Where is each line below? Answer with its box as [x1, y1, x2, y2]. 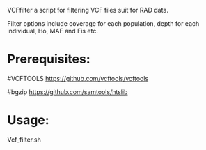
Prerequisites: [7, 52, 90, 67]
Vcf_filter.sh [7, 135, 42, 144]
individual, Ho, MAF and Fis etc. [7, 27, 99, 35]
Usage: [7, 112, 50, 128]
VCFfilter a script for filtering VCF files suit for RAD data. [7, 6, 169, 14]
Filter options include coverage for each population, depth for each [7, 20, 200, 27]
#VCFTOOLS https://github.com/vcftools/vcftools [7, 74, 149, 82]
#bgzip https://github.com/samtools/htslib [7, 87, 128, 96]
